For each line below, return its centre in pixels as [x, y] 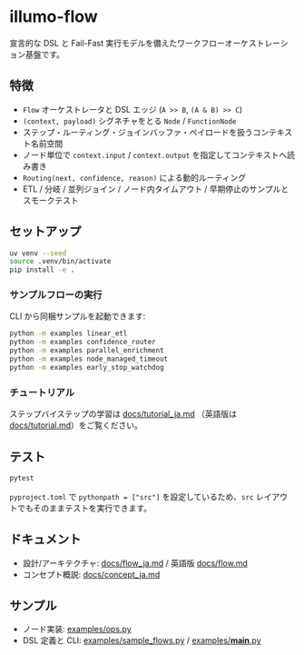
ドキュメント [45, 539]
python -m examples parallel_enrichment [87, 351]
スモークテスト [50, 200]
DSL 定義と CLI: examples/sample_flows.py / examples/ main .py [142, 640]
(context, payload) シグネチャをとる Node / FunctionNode [129, 121]
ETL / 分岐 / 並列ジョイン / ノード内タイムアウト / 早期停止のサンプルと [156, 189]
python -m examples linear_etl [69, 333]
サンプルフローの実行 [56, 295]
